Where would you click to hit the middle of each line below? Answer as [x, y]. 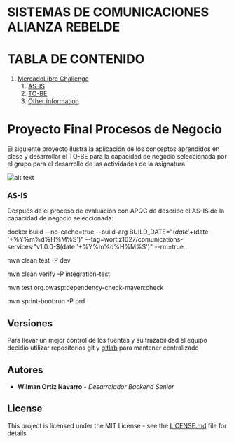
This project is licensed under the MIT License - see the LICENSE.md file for [117, 425]
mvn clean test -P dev [39, 260]
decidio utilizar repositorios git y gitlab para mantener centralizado [103, 348]
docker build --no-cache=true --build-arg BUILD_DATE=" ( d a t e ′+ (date [108, 232]
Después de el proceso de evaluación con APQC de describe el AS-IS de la [116, 211]
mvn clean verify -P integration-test [59, 274]
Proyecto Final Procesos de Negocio [115, 130]
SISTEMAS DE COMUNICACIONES [108, 12]
